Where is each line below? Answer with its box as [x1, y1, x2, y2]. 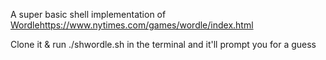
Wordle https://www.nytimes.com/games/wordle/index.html [10, 19, 254, 31]
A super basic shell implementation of [10, 9, 167, 20]
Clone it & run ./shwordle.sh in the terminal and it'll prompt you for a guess [10, 39, 317, 50]
